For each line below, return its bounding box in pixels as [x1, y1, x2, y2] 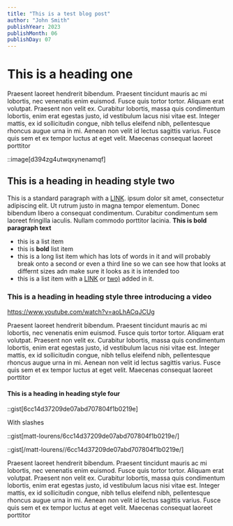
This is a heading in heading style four [7, 389, 121, 397]
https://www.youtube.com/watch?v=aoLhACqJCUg [7, 308, 155, 316]
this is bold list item [17, 244, 74, 253]
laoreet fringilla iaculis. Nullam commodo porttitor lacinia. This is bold [7, 216, 207, 225]
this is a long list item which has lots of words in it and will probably [17, 252, 211, 260]
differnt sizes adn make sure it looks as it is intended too [17, 266, 180, 275]
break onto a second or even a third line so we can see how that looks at [17, 260, 226, 268]
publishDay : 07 [7, 36, 52, 43]
